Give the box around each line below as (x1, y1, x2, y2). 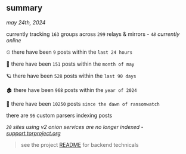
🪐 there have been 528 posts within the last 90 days (6, 72, 137, 79)
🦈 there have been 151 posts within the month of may (6, 60, 135, 67)
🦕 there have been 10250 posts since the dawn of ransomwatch (6, 100, 160, 107)
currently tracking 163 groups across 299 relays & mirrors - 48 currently (6, 30, 180, 38)
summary (6, 3, 43, 13)
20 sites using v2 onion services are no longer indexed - (6, 123, 144, 130)
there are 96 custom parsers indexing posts (6, 112, 113, 119)
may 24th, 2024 (6, 19, 46, 26)
